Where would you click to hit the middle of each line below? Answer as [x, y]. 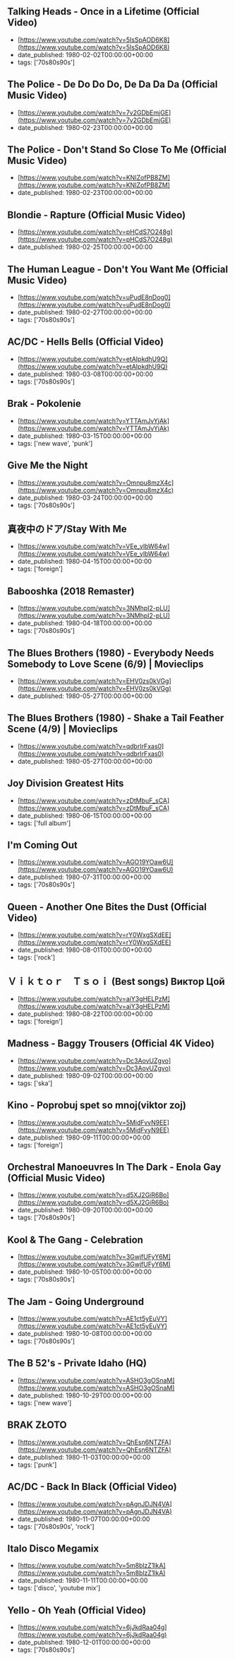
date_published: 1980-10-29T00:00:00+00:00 [84, 1395]
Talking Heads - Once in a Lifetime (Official [103, 12]
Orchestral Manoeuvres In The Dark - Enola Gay [114, 1168]
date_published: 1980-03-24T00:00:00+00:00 [85, 497]
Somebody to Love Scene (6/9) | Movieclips [106, 664]
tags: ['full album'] [44, 823]
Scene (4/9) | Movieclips [63, 729]
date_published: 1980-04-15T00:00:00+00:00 [85, 562]
